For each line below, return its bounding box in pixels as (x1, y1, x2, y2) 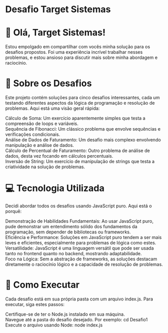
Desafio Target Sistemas (5, 4, 111, 15)
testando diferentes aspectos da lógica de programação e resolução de (5, 100, 155, 106)
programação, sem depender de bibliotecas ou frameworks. (5, 229, 131, 235)
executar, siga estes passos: (5, 301, 65, 307)
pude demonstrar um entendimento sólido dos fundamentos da (5, 224, 138, 229)
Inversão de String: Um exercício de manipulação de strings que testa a (5, 159, 155, 165)
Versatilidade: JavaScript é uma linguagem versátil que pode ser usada (5, 245, 154, 251)
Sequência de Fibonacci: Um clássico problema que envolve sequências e (5, 126, 161, 132)
